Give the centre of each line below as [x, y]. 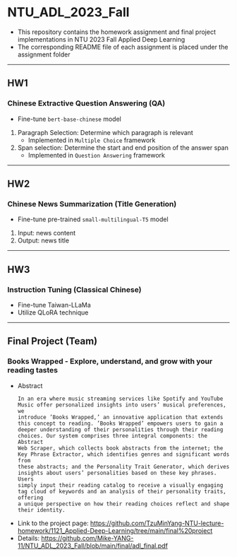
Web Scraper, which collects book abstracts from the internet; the [120, 448]
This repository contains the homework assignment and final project [117, 32]
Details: [29, 538]
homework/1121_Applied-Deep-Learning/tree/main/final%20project [115, 530]
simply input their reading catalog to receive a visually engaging [120, 485]
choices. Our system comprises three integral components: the [113, 435]
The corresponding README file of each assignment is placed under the [123, 47]
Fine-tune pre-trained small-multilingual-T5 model [93, 219]
